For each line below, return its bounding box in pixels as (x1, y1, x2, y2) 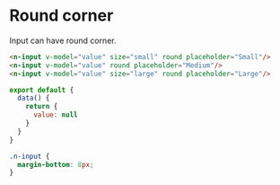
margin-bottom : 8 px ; (17, 160, 94, 169)
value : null (32, 110, 78, 119)
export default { (9, 85, 74, 94)
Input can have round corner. (9, 35, 117, 46)
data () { (17, 93, 50, 103)
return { (25, 102, 58, 111)
